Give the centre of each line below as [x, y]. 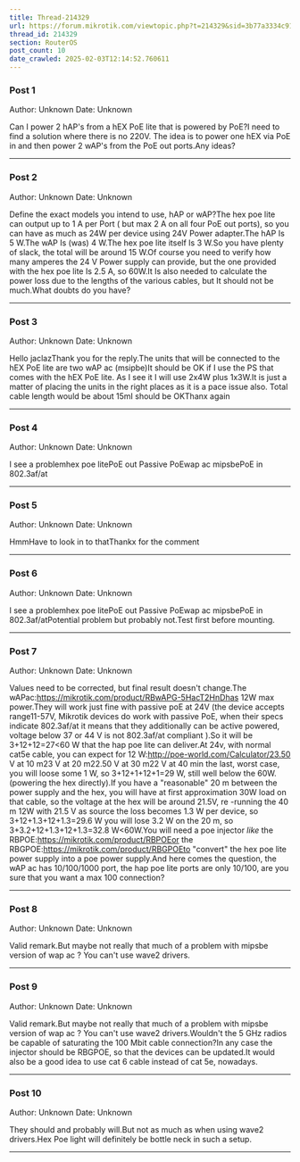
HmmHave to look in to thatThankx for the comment [104, 542]
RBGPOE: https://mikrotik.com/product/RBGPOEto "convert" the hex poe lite [148, 850]
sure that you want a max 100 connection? [87, 878]
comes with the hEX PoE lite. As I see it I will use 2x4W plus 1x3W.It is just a [148, 377]
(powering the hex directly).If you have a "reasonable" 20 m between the [143, 783]
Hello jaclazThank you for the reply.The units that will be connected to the [145, 358]
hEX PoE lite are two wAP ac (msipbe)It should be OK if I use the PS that [142, 368]
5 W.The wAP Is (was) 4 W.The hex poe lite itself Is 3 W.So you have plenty [146, 243]
